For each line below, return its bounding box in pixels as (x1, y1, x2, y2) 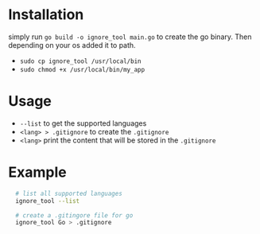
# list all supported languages (15, 189, 123, 197)
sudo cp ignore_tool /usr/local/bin (19, 57, 142, 65)
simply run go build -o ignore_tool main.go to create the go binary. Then (8, 32, 252, 41)
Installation (8, 6, 84, 24)
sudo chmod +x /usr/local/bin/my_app (19, 65, 146, 73)
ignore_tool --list (15, 197, 80, 205)
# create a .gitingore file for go (15, 211, 134, 220)
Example (8, 163, 67, 181)
